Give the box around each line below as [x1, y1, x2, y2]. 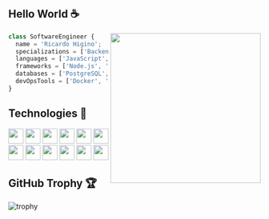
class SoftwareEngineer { [8, 32, 94, 41]
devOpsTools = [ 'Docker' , [15, 78, 102, 86]
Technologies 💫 [8, 107, 87, 121]
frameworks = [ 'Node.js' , [15, 62, 102, 70]
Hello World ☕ [8, 7, 80, 21]
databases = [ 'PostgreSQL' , [15, 70, 110, 78]
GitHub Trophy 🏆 [8, 177, 98, 190]
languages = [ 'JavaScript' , [15, 55, 110, 63]
